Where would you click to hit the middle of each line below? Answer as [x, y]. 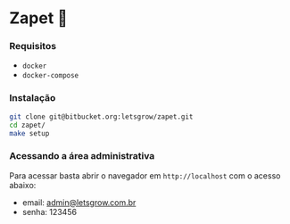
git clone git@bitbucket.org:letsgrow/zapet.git [101, 116]
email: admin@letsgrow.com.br [79, 202]
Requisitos [33, 46]
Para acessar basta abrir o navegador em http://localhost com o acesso [145, 175]
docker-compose [50, 76]
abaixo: [23, 185]
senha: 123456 [50, 212]
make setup [29, 133]
